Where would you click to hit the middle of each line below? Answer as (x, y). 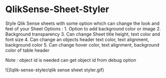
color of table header (27, 50)
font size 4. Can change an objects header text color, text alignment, (77, 40)
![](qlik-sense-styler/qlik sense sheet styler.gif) (55, 70)
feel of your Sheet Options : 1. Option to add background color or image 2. (83, 28)
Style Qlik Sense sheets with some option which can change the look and (82, 23)
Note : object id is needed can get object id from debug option (71, 60)
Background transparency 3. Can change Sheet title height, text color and (83, 34)
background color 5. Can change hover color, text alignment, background (82, 45)
